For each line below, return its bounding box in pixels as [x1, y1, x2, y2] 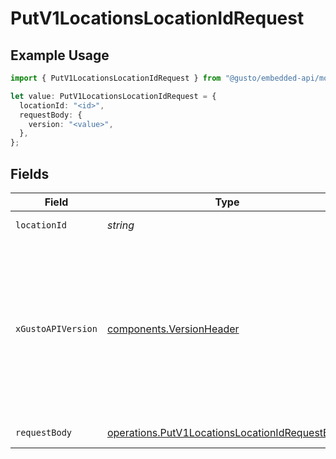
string [106, 218, 135, 232]
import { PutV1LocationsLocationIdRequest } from [10, 73, 222, 83]
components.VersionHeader [106, 322, 240, 336]
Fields [10, 165, 50, 182]
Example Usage [10, 47, 110, 64]
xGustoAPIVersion [15, 323, 98, 334]
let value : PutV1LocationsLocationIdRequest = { [10, 91, 217, 101]
